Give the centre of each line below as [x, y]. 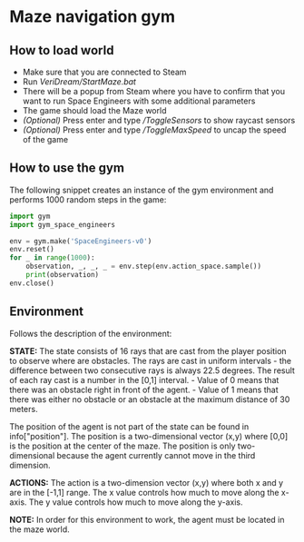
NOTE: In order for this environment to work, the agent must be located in [147, 519]
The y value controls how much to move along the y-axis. [136, 502]
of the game [45, 139]
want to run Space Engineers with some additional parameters [139, 101]
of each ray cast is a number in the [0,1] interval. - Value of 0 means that [144, 379]
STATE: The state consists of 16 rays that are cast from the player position [148, 350]
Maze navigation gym [92, 17]
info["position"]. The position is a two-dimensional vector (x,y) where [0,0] [149, 436]
